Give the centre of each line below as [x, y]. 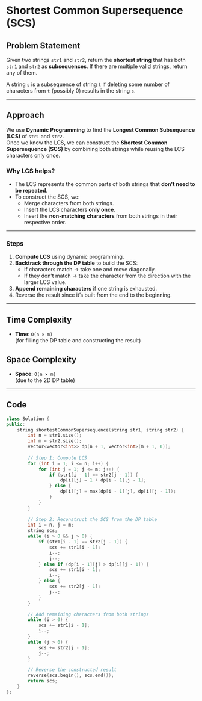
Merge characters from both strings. [69, 203]
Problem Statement [43, 45]
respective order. [45, 223]
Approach [25, 115]
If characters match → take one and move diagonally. [90, 270]
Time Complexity [39, 320]
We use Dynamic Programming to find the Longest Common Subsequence [101, 129]
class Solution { [28, 419]
